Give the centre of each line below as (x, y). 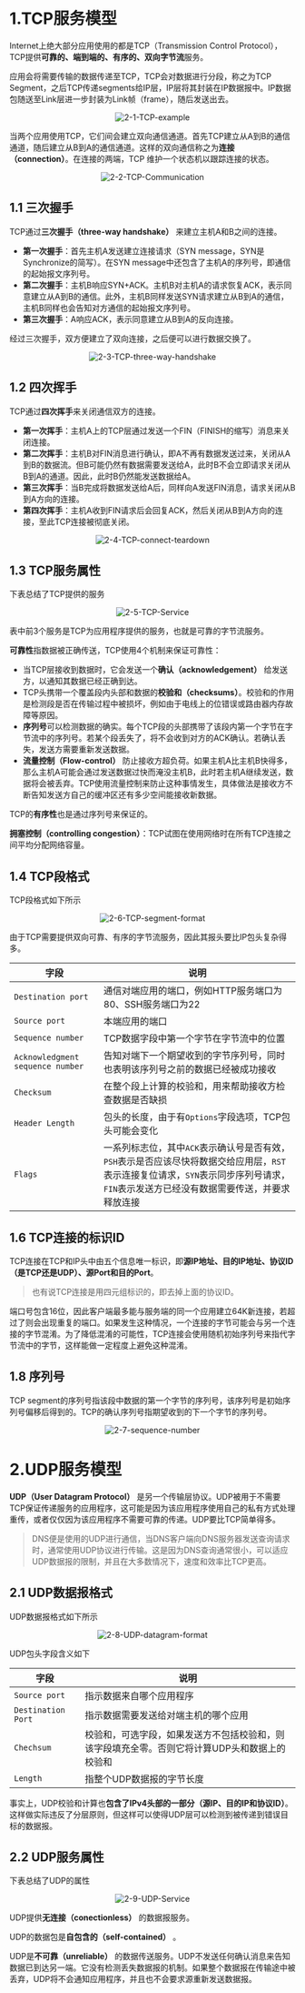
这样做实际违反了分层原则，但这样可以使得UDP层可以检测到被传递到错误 (145, 1814)
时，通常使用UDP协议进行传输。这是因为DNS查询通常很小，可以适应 (160, 1550)
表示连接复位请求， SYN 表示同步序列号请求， (197, 1175)
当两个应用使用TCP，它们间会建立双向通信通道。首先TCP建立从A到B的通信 (150, 136)
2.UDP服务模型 (66, 1470)
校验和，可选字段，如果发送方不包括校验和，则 (185, 1735)
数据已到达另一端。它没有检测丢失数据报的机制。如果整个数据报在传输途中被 (152, 1968)
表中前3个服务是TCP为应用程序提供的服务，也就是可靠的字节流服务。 (139, 631)
